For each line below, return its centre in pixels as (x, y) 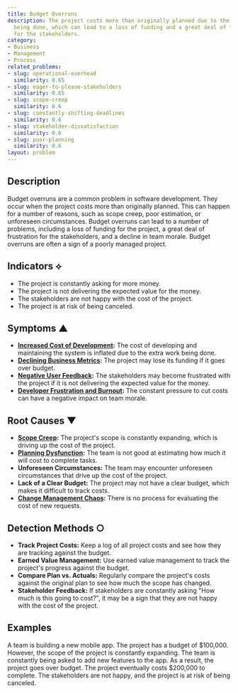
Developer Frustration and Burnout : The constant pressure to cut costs (123, 391)
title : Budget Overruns (42, 14)
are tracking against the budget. (64, 553)
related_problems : (34, 67)
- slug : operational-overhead (52, 73)
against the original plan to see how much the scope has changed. (114, 583)
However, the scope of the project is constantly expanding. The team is (112, 652)
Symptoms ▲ (38, 329)
